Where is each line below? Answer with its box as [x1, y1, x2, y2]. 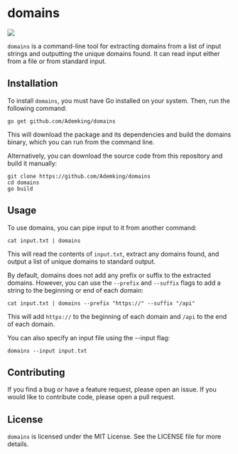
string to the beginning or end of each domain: [7, 286, 144, 294]
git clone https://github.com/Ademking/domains [7, 173, 151, 180]
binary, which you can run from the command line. [7, 137, 155, 146]
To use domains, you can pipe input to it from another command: [7, 223, 198, 232]
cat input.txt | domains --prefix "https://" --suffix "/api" [7, 300, 195, 307]
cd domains [7, 179, 40, 186]
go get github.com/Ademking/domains [7, 117, 116, 125]
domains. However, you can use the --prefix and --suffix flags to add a [7, 279, 222, 287]
